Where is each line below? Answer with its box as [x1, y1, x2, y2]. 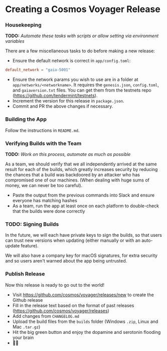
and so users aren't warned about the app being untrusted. [5, 258, 127, 264]
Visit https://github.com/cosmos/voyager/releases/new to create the [12, 292, 154, 298]
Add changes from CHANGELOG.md [12, 313, 79, 319]
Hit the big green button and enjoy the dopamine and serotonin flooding [12, 329, 161, 335]
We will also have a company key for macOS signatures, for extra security [5, 252, 158, 258]
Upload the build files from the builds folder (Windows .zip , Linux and [12, 318, 158, 324]
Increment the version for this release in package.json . [12, 98, 124, 104]
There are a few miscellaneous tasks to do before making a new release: [5, 48, 155, 54]
